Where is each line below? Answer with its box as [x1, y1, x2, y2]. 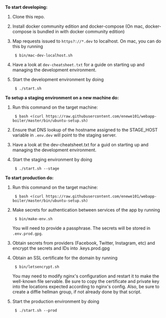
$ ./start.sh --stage [14, 166, 59, 171]
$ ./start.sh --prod [14, 308, 57, 313]
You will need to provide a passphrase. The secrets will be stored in [12, 225, 151, 231]
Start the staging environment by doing [12, 157, 93, 162]
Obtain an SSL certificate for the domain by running [12, 255, 118, 261]
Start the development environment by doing [12, 77, 104, 82]
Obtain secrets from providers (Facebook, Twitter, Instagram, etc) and [12, 240, 155, 246]
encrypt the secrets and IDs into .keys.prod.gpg [12, 245, 110, 251]
